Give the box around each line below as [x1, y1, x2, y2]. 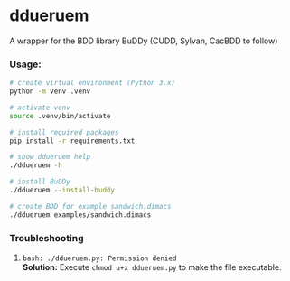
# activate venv [9, 103, 70, 112]
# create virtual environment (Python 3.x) [9, 79, 176, 88]
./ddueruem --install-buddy [9, 186, 116, 195]
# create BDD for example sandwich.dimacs [9, 201, 172, 211]
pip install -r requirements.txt [9, 136, 136, 145]
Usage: [9, 58, 42, 70]
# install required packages [9, 127, 119, 136]
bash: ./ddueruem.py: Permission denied [22, 254, 177, 263]
